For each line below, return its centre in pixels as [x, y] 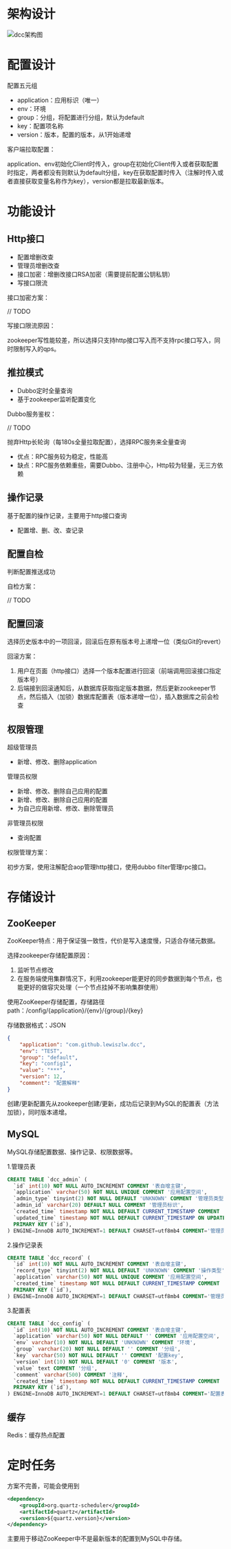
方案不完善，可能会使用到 [43, 1486]
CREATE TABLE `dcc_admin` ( [47, 1179]
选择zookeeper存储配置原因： [49, 955]
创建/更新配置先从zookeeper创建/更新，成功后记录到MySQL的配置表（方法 [113, 1103]
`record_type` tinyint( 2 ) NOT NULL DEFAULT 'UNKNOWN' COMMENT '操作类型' [119, 1271]
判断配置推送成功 [31, 572]
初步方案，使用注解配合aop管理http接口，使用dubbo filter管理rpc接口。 [109, 867]
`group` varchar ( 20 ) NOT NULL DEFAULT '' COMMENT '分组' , [97, 1349]
